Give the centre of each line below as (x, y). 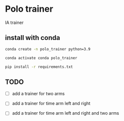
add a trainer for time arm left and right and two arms (66, 113)
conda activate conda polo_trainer (41, 58)
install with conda (32, 38)
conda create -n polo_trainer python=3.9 (48, 49)
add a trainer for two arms (38, 94)
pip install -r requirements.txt (39, 67)
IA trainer (14, 22)
